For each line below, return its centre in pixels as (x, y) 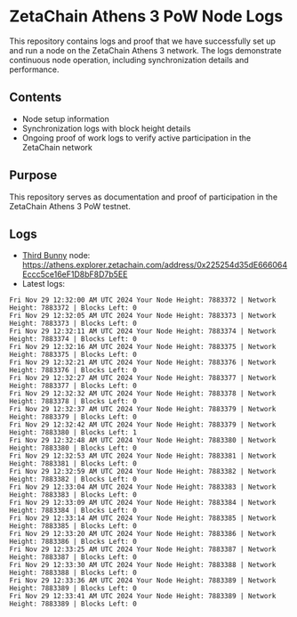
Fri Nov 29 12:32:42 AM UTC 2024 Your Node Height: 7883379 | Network (143, 425)
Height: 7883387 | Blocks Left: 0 (73, 557)
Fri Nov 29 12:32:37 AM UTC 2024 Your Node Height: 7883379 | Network (143, 410)
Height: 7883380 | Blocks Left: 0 (73, 448)
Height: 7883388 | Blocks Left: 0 (73, 573)
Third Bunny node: (56, 256)
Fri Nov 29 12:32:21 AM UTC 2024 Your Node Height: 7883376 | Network (143, 362)
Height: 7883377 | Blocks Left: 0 (73, 386)
